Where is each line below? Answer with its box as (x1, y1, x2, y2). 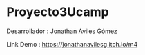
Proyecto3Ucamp (6, 4, 109, 20)
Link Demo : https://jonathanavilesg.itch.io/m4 (6, 40, 138, 48)
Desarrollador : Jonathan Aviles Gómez (6, 27, 118, 35)
